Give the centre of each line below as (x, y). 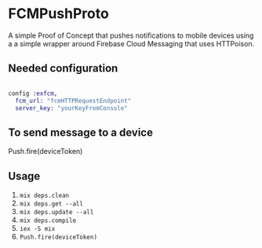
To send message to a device (80, 132)
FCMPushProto (59, 14)
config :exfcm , (33, 93)
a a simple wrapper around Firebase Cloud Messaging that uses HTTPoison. (131, 43)
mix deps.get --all (51, 204)
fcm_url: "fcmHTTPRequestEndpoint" (73, 100)
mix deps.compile (48, 221)
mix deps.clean (44, 195)
